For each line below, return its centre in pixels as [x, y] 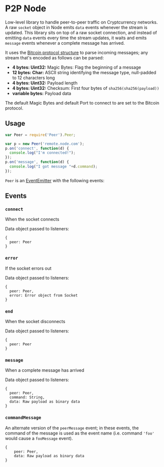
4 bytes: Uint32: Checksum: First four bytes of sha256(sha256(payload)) [86, 88]
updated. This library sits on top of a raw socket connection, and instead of [81, 32]
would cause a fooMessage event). [39, 438]
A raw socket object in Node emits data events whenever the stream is [76, 27]
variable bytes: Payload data [41, 93]
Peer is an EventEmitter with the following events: [55, 180]
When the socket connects [32, 220]
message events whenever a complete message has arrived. [65, 43]
